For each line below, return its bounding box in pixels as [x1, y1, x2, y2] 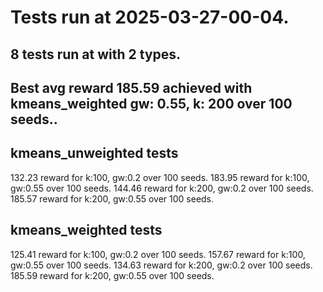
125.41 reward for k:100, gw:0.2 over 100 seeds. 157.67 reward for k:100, [10, 248, 306, 260]
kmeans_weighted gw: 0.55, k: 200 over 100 [10, 95, 293, 112]
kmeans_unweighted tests [10, 145, 179, 162]
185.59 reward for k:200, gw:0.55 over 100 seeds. [10, 269, 215, 281]
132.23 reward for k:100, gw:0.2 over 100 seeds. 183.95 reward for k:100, [10, 171, 310, 183]
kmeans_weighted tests [10, 222, 163, 239]
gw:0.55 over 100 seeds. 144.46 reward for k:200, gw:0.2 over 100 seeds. [10, 182, 314, 194]
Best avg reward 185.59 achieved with [10, 79, 253, 96]
